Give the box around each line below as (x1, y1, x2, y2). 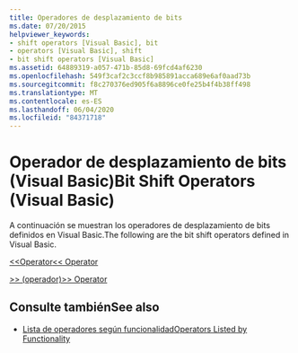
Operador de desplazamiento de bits (9, 152, 287, 172)
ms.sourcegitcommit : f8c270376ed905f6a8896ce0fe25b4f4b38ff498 (9, 80, 251, 89)
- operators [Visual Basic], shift (9, 47, 143, 56)
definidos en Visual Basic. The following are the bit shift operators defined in (9, 230, 290, 241)
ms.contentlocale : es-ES (9, 96, 102, 106)
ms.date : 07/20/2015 (9, 22, 87, 31)
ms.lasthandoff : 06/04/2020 (9, 105, 115, 114)
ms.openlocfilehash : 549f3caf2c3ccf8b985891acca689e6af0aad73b (9, 72, 251, 81)
